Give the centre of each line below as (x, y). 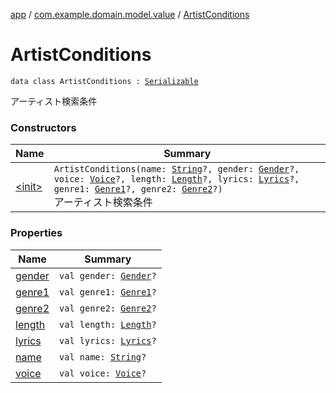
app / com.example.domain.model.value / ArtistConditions (130, 14)
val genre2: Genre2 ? (108, 308)
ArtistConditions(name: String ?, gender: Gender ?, (176, 169)
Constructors (43, 127)
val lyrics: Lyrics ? (108, 340)
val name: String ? (103, 357)
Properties (36, 233)
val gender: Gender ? (108, 275)
